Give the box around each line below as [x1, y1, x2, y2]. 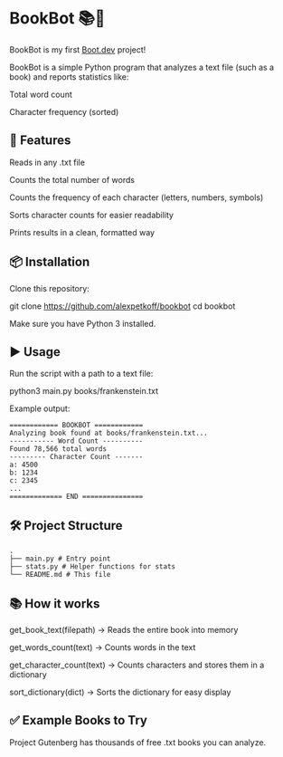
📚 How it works [9, 596, 100, 611]
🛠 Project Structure [9, 518, 124, 533]
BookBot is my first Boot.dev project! [9, 43, 146, 55]
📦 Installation [9, 254, 90, 270]
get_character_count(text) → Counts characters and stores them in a [9, 659, 265, 670]
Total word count [9, 89, 72, 100]
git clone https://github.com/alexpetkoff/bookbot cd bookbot [9, 301, 236, 311]
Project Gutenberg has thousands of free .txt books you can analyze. [9, 736, 267, 748]
